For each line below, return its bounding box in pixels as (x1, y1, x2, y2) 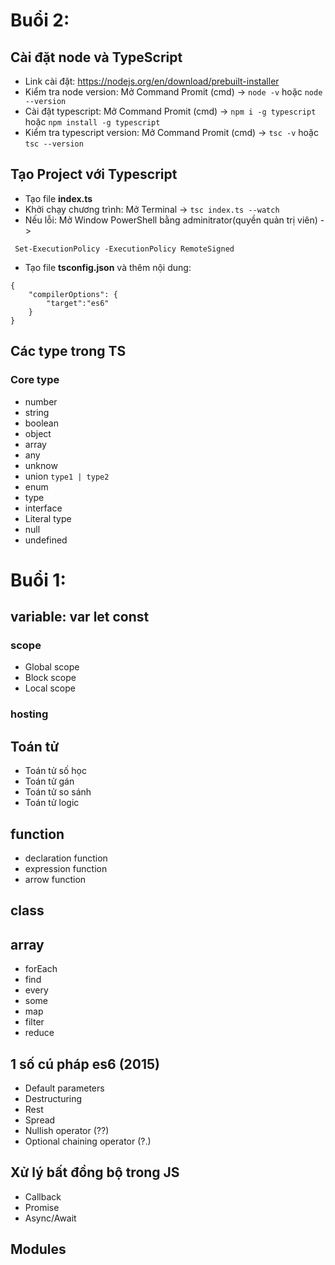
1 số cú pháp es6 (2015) (10, 1055, 160, 1073)
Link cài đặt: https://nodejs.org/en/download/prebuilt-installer (24, 75, 280, 87)
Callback (24, 1190, 62, 1203)
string (24, 406, 50, 418)
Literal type (24, 512, 72, 524)
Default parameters (24, 1082, 105, 1094)
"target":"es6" (46, 298, 110, 308)
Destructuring (24, 1092, 83, 1104)
